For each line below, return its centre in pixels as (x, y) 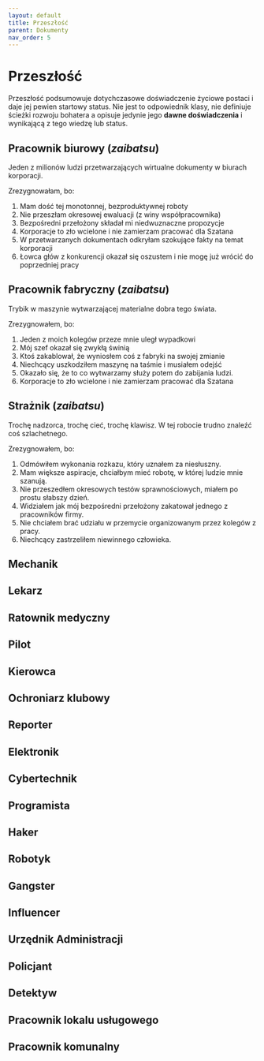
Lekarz (26, 591)
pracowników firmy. (52, 514)
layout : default (35, 15)
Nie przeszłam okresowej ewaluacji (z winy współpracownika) (120, 215)
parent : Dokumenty (38, 30)
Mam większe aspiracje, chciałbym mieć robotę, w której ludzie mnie (131, 472)
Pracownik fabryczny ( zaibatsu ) (89, 290)
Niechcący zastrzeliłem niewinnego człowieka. (95, 539)
